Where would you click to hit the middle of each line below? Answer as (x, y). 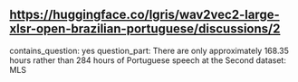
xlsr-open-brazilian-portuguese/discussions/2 (145, 29)
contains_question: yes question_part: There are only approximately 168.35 (149, 50)
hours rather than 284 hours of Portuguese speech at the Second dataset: (148, 60)
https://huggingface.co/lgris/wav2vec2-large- (144, 15)
